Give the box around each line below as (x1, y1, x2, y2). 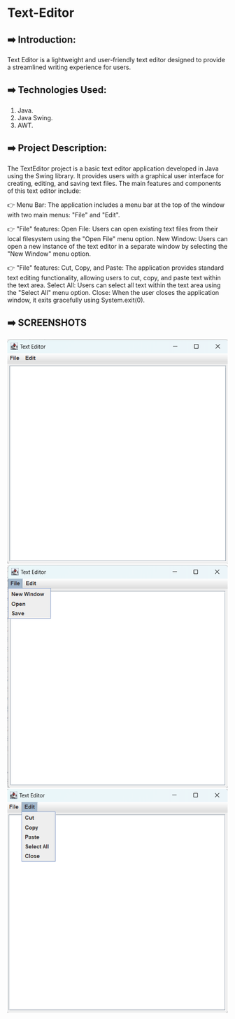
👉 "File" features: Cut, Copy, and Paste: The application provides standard (7, 263, 225, 272)
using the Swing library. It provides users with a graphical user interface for (7, 171, 225, 180)
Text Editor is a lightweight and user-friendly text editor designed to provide (7, 56, 226, 64)
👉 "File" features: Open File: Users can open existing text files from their (7, 224, 218, 233)
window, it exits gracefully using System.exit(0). (7, 296, 145, 304)
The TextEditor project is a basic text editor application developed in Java (7, 164, 219, 173)
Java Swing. (17, 113, 53, 122)
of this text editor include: (7, 187, 82, 195)
